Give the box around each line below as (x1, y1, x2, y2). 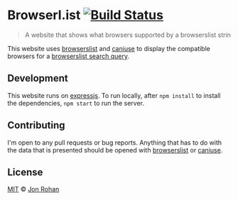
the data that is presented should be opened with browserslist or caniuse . (7, 145, 223, 154)
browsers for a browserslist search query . (7, 52, 130, 60)
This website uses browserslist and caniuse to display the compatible (7, 44, 211, 52)
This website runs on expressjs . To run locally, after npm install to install (7, 91, 221, 99)
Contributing (7, 119, 65, 131)
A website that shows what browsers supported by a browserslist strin (24, 30, 231, 39)
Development (7, 72, 69, 84)
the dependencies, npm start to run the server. (7, 99, 144, 107)
